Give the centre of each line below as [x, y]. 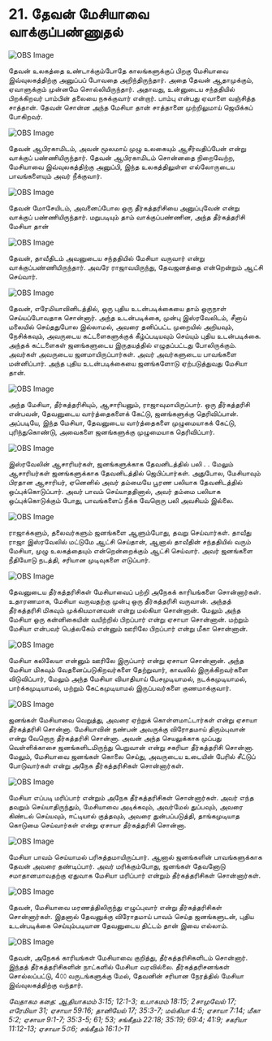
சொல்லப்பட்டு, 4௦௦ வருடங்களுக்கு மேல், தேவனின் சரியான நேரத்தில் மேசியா [126, 975]
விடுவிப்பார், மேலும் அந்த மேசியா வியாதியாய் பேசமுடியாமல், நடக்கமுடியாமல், [128, 679]
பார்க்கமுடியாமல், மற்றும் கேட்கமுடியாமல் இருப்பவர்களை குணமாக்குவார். [120, 687]
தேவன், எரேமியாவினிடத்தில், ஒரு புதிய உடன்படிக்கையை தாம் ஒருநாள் [117, 308]
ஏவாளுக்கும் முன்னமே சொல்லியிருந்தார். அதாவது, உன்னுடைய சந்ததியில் [122, 89]
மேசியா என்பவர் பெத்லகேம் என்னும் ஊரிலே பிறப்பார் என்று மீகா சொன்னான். [128, 628]
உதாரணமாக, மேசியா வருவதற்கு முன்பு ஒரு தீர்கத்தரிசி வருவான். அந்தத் [120, 601]
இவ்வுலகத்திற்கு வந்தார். [46, 985]
